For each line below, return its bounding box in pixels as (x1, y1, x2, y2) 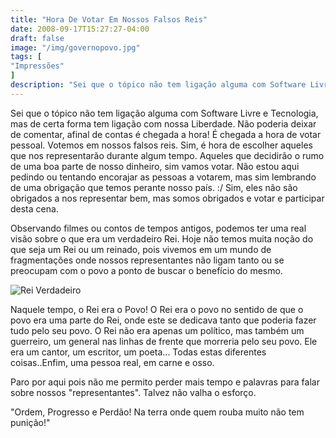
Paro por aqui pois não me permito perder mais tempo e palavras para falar (10, 376, 320, 388)
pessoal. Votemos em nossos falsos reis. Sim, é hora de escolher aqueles (10, 139, 313, 151)
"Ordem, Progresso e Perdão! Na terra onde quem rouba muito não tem (10, 406, 305, 418)
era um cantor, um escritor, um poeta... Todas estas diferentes (10, 346, 267, 358)
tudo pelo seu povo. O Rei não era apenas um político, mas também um (10, 324, 305, 336)
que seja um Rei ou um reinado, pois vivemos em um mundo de (10, 243, 272, 255)
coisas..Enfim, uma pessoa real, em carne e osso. (10, 356, 215, 368)
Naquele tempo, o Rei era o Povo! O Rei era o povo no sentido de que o (10, 303, 304, 315)
